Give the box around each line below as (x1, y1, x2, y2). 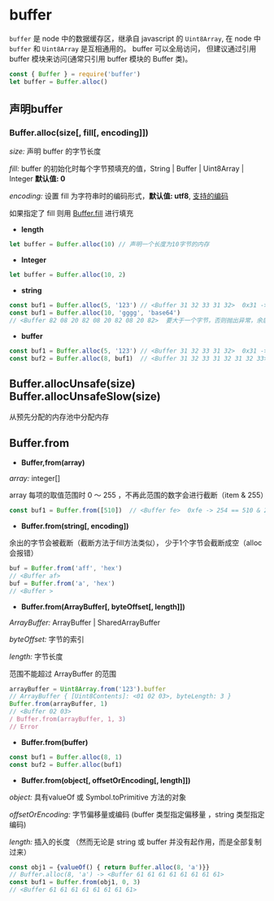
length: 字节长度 (9, 652, 63, 661)
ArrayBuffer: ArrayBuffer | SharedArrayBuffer (9, 617, 161, 627)
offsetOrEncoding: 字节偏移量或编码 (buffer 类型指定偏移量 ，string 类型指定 (9, 809, 265, 819)
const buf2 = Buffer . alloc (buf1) (9, 760, 123, 769)
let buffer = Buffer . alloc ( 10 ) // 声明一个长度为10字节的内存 (9, 240, 210, 249)
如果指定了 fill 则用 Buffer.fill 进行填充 (9, 209, 133, 219)
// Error (9, 722, 39, 730)
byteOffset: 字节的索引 (9, 634, 85, 643)
